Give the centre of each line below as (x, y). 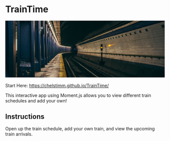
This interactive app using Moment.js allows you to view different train (78, 95)
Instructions (25, 116)
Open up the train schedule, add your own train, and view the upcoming (80, 129)
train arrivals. (19, 134)
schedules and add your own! (36, 100)
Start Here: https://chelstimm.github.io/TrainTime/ (57, 85)
